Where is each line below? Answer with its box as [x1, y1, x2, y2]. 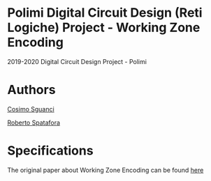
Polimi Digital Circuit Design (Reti [7, 5, 203, 21]
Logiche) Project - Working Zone [7, 19, 201, 36]
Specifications [7, 143, 94, 159]
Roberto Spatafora [7, 118, 61, 127]
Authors [7, 82, 56, 98]
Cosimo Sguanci [7, 104, 54, 113]
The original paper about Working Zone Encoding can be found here [7, 166, 204, 174]
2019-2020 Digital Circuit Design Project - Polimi [7, 57, 147, 65]
